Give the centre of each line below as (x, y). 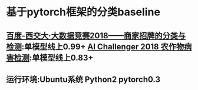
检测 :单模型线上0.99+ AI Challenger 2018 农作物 (95, 47)
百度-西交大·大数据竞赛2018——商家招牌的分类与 (96, 36)
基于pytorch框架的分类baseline (83, 12)
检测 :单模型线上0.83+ (54, 57)
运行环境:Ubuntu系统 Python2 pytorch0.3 (83, 79)
